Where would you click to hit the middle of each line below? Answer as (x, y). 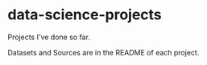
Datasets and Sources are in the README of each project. (103, 52)
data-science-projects (85, 15)
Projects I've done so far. (49, 37)
